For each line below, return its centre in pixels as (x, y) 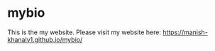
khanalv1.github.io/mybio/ (45, 39)
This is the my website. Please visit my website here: (84, 32)
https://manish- (185, 32)
